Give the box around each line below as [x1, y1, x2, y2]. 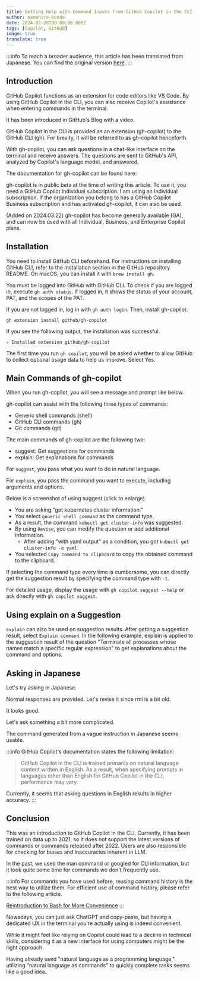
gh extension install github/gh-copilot [6, 317, 108, 323]
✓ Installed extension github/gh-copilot [6, 339, 110, 345]
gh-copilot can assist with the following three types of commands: [6, 400, 168, 408]
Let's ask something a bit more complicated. [6, 719, 115, 726]
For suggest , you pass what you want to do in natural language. [6, 465, 161, 473]
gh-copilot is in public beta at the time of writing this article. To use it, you [6, 181, 187, 188]
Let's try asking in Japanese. [6, 684, 77, 691]
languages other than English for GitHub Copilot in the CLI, [20, 772, 165, 779]
